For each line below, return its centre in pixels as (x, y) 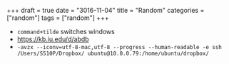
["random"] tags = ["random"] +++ (58, 18)
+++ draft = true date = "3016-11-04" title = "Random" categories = (106, 10)
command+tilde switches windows (66, 32)
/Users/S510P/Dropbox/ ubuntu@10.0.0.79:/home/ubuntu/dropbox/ (113, 53)
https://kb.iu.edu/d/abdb (53, 39)
